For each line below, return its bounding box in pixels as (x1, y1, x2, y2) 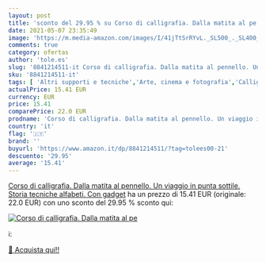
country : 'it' (8, 122, 55, 130)
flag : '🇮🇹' (8, 129, 47, 137)
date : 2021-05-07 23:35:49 (8, 26, 97, 34)
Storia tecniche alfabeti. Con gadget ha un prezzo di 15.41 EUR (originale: (8, 190, 247, 199)
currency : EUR (8, 93, 55, 101)
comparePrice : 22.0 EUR (8, 108, 87, 116)
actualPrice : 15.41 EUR (8, 85, 87, 94)
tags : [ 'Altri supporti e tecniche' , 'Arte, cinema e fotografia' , (8, 78, 236, 86)
